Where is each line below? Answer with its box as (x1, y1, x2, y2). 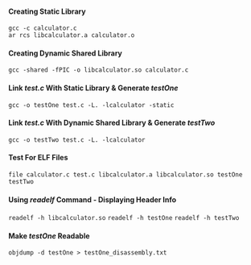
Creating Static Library (8, 6, 86, 16)
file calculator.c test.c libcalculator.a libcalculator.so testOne (8, 171, 243, 179)
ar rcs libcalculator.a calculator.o (8, 31, 135, 39)
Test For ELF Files (8, 153, 68, 163)
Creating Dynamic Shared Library (8, 48, 122, 58)
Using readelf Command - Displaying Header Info (8, 194, 177, 205)
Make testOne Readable (8, 230, 90, 241)
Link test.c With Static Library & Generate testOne (8, 83, 179, 93)
